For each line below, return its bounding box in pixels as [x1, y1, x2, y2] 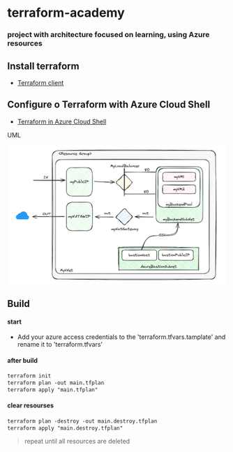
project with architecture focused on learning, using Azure [7, 30, 210, 40]
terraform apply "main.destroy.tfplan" [7, 424, 123, 432]
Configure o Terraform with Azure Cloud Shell [7, 99, 211, 111]
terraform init [7, 372, 52, 379]
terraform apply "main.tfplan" [7, 386, 98, 393]
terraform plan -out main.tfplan [7, 379, 105, 386]
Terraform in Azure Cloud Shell [17, 117, 107, 126]
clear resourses [7, 401, 54, 409]
